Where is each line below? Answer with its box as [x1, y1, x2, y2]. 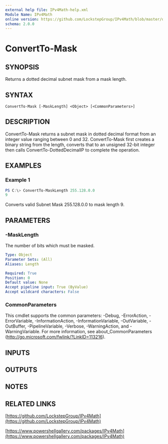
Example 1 [5, 177, 30, 184]
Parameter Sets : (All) [5, 257, 52, 262]
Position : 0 [5, 275, 30, 280]
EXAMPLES [5, 162, 41, 170]
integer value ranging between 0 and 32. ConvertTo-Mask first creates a [5, 136, 154, 142]
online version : [5, 17, 39, 22]
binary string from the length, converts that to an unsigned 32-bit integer [5, 141, 155, 147]
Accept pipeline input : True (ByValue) [5, 284, 88, 290]
